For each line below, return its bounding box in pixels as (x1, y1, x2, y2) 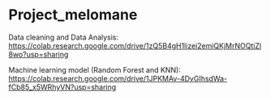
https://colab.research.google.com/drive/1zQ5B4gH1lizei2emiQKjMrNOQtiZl (8, 40, 262, 50)
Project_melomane (8, 6, 138, 24)
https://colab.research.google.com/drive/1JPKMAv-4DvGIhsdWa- (8, 73, 228, 83)
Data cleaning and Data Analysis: (8, 32, 119, 42)
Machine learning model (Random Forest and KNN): (8, 65, 181, 74)
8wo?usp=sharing (8, 49, 69, 59)
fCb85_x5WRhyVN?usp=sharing (8, 82, 117, 92)
